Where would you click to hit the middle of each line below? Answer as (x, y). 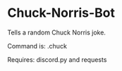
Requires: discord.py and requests (57, 59)
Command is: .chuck (37, 46)
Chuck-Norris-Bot (61, 13)
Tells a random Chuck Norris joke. (56, 32)
